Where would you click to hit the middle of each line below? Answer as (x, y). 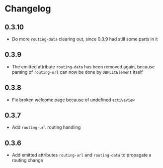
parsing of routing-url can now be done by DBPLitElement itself (77, 72)
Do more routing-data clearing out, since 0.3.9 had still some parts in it (85, 39)
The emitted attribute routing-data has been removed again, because (83, 67)
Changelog (28, 9)
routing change (27, 161)
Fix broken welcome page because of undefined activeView (73, 100)
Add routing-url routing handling (46, 127)
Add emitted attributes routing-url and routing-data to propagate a (82, 155)
